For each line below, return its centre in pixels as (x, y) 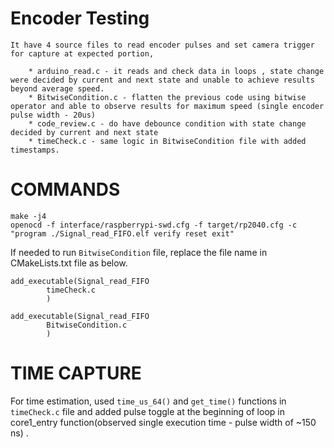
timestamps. (35, 150)
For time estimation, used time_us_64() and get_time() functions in (148, 401)
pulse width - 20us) (53, 115)
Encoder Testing (80, 18)
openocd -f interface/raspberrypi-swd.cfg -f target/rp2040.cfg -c (154, 225)
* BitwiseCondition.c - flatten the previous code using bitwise (167, 97)
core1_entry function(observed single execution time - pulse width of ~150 (163, 422)
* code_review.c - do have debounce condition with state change (167, 123)
